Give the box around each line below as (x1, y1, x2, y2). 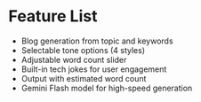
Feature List (8, 6, 98, 27)
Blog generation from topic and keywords (20, 35, 174, 46)
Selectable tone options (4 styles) (20, 44, 146, 55)
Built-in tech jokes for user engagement (20, 64, 167, 75)
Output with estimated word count (20, 73, 147, 83)
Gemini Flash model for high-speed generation (20, 82, 193, 93)
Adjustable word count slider (20, 54, 127, 65)
